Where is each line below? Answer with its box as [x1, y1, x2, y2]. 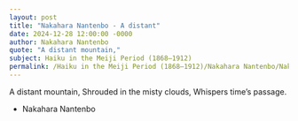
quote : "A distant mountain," [9, 46, 122, 55]
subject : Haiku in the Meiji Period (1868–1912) [9, 54, 192, 63]
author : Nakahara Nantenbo [9, 37, 109, 47]
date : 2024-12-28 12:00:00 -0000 [9, 29, 133, 38]
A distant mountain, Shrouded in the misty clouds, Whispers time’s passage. [9, 86, 287, 97]
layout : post [9, 12, 58, 22]
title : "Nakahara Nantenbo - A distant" [9, 21, 161, 30]
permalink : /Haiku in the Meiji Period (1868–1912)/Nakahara [9, 63, 240, 72]
